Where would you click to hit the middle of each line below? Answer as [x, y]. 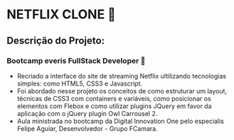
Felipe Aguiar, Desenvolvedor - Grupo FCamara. [87, 128]
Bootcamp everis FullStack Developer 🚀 [76, 61]
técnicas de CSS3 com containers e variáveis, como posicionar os [114, 98]
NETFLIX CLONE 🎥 [62, 14]
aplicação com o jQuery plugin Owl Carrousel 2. [87, 113]
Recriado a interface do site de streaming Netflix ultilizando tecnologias [122, 76]
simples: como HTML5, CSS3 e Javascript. [80, 83]
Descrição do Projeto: [55, 41]
